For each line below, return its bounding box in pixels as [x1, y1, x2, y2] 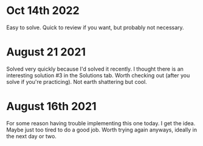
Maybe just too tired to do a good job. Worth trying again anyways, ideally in [6, 126, 198, 133]
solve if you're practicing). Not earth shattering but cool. [6, 78, 147, 85]
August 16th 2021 [6, 100, 97, 113]
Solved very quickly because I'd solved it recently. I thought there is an [6, 65, 184, 72]
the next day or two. [6, 132, 57, 140]
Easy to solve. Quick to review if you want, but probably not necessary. [6, 24, 184, 31]
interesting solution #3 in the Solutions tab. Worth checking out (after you [6, 71, 190, 79]
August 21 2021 [6, 45, 86, 59]
